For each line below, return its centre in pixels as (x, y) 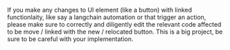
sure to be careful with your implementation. (70, 39)
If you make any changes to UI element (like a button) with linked (100, 10)
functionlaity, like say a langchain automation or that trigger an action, (107, 17)
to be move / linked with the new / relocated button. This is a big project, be (115, 32)
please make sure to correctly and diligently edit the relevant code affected (114, 24)
